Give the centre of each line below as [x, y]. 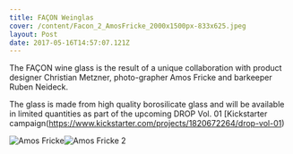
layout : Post [34, 34]
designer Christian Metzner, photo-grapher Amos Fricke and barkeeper [141, 78]
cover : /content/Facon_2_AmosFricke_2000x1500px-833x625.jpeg [128, 26]
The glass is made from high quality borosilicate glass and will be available [147, 105]
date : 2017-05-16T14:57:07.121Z [69, 43]
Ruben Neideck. [39, 87]
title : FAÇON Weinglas [52, 17]
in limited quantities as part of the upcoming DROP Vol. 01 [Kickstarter [138, 114]
